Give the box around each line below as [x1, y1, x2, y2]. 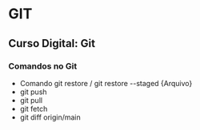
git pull [19, 95, 42, 104]
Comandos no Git [8, 61, 78, 72]
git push [19, 87, 47, 97]
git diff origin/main [19, 112, 82, 122]
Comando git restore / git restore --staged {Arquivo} [19, 78, 193, 88]
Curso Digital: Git [8, 37, 96, 50]
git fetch [19, 104, 48, 113]
